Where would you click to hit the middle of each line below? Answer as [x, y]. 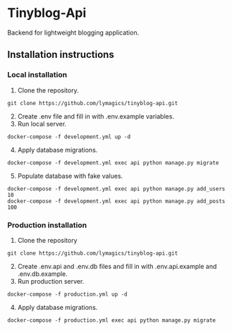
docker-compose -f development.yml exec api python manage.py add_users [116, 188]
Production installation [47, 225]
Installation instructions [61, 55]
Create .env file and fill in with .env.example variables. [96, 116]
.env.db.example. [43, 274]
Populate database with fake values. [70, 176]
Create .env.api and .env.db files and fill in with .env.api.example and [117, 266]
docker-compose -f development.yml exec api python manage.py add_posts [116, 201]
